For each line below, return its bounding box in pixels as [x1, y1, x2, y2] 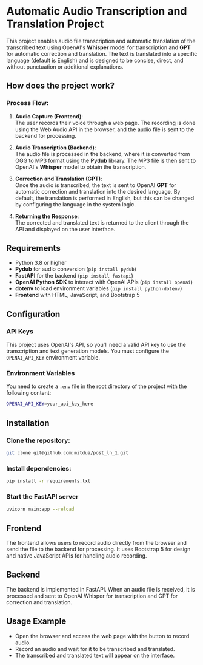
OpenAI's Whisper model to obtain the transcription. [15, 163, 147, 171]
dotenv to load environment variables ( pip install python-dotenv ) [15, 285, 182, 292]
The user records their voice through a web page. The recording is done [15, 119, 196, 126]
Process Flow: [6, 99, 49, 107]
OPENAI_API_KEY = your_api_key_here [6, 401, 94, 408]
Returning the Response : [15, 213, 79, 220]
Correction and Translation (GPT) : [15, 175, 102, 182]
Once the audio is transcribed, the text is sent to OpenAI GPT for [15, 181, 177, 189]
